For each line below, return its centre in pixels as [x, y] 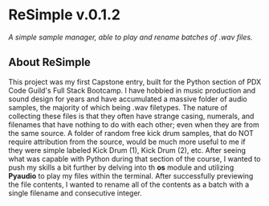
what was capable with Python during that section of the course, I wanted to [134, 159]
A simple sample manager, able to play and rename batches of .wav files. [130, 37]
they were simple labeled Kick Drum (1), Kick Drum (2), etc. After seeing [127, 150]
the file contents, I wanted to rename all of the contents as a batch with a [129, 184]
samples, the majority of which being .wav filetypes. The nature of [118, 107]
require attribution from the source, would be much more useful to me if [127, 142]
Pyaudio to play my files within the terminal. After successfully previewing [131, 175]
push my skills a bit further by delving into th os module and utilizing [121, 167]
